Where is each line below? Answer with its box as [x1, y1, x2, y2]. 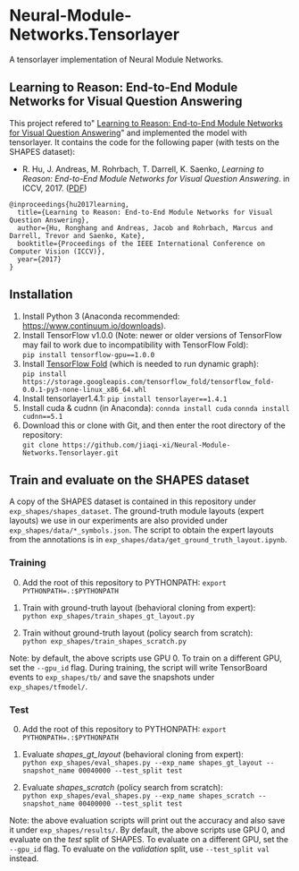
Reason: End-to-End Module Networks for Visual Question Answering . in [21, 173, 290, 184]
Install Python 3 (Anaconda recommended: [21, 311, 180, 321]
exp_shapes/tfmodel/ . [9, 681, 88, 692]
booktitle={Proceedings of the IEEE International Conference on [17, 239, 266, 248]
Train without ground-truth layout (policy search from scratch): [21, 628, 253, 638]
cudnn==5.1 [21, 412, 63, 421]
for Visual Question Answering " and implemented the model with [9, 127, 247, 138]
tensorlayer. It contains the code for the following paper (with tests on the [9, 136, 279, 148]
